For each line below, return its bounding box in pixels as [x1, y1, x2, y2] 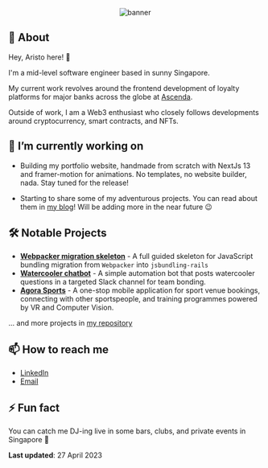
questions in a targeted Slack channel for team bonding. [19, 277, 207, 287]
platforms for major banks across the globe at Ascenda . [8, 92, 193, 101]
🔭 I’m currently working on [8, 139, 144, 153]
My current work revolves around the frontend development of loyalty [8, 83, 240, 92]
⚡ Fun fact [8, 400, 60, 414]
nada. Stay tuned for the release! [19, 178, 129, 187]
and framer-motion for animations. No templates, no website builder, [19, 169, 247, 179]
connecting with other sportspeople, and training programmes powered [19, 294, 258, 304]
